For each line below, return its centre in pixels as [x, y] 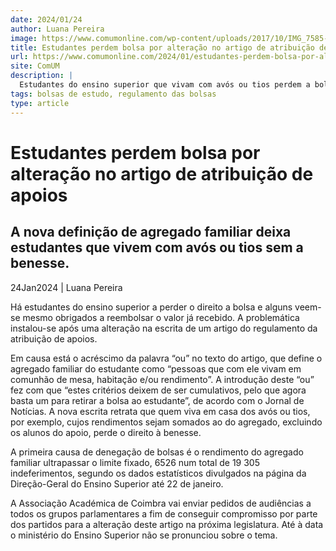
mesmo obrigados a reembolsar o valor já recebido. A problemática [161, 317]
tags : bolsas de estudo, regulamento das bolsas [113, 94]
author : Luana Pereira [57, 29]
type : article [40, 103]
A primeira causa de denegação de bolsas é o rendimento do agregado [157, 452]
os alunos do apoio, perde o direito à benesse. [106, 432]
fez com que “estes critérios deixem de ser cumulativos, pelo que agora [158, 390]
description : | [42, 76]
